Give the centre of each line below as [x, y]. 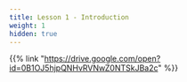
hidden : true [33, 34]
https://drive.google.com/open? [102, 59]
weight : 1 [28, 26]
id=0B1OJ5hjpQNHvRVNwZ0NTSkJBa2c [84, 68]
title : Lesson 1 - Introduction [69, 17]
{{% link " [27, 59]
